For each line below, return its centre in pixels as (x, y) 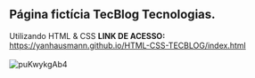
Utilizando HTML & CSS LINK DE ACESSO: (87, 35)
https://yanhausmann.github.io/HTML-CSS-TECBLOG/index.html (128, 45)
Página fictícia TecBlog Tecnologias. (112, 15)
